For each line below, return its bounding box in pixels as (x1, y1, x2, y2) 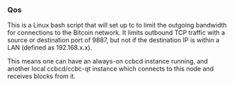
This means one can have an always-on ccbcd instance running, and (7, 57, 209, 66)
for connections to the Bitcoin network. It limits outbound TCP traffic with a (7, 28, 226, 37)
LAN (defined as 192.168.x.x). (7, 44, 93, 52)
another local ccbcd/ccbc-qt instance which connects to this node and (7, 65, 214, 73)
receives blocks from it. (7, 72, 76, 80)
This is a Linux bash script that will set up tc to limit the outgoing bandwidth (7, 21, 228, 30)
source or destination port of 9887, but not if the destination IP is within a (7, 36, 220, 44)
